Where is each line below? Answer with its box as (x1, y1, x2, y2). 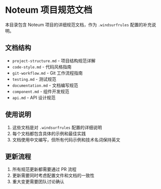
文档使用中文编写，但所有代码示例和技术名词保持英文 (12, 136, 121, 143)
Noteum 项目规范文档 (5, 4, 93, 16)
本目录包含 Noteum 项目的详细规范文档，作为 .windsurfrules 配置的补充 (5, 22, 152, 28)
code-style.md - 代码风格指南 (12, 63, 72, 69)
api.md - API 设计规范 (12, 94, 56, 100)
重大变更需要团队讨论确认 (12, 179, 64, 185)
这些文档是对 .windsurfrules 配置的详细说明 (12, 124, 102, 130)
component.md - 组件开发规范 (12, 88, 70, 94)
